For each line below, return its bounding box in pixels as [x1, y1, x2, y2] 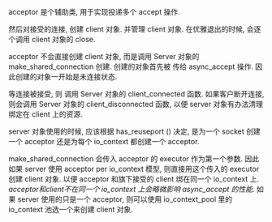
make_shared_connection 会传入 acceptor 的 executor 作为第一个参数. [8, 154, 244, 164]
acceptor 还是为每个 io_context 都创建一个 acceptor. [24, 137, 200, 146]
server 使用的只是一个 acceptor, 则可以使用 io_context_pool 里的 [17, 194, 233, 204]
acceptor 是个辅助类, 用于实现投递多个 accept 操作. [8, 7, 180, 16]
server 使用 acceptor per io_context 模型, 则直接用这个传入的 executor [24, 164, 260, 173]
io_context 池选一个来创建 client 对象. [8, 205, 134, 214]
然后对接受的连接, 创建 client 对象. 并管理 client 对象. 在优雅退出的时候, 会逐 [8, 24, 261, 34]
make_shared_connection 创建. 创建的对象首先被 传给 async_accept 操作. [8, 62, 254, 71]
